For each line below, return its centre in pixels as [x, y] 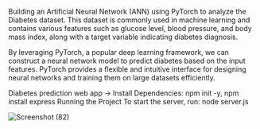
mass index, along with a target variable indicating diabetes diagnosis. [123, 37]
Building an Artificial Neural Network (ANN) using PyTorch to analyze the [127, 12]
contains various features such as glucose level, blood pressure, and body [130, 28]
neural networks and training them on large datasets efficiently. [112, 78]
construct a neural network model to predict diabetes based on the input [127, 61]
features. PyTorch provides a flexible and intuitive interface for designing [127, 69]
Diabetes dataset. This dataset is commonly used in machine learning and [129, 20]
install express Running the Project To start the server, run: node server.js [128, 102]
